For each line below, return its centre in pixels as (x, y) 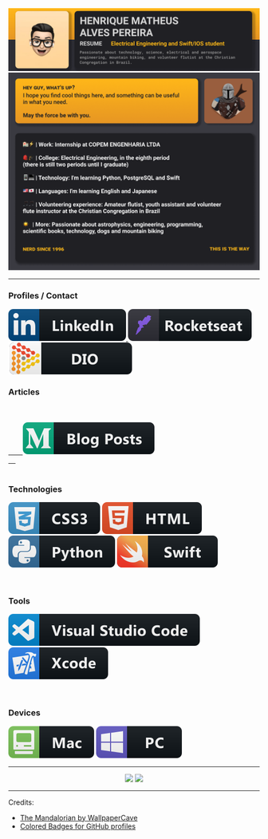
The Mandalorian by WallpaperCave (79, 817)
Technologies (35, 489)
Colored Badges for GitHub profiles (78, 826)
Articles (24, 392)
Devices (25, 713)
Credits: (21, 802)
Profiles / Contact (43, 296)
